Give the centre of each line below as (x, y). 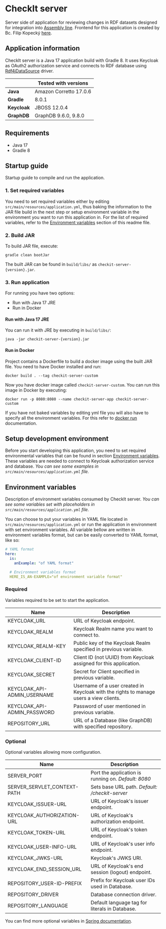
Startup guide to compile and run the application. (55, 178)
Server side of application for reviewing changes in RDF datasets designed (81, 22)
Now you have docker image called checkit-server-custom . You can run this (83, 385)
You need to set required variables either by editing (57, 201)
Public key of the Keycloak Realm (112, 643)
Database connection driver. (124, 895)
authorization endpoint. (118, 822)
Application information (42, 48)
